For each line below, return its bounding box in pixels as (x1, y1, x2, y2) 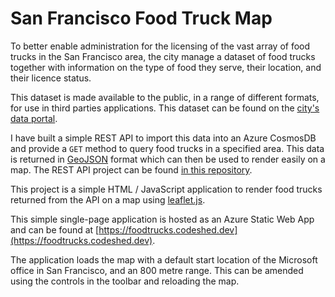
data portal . (10, 112, 58, 124)
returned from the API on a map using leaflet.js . (10, 193, 206, 206)
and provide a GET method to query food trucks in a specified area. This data (10, 142, 325, 154)
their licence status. (10, 72, 92, 84)
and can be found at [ (10, 223, 100, 236)
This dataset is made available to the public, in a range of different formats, (10, 91, 320, 103)
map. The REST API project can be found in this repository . (10, 163, 253, 176)
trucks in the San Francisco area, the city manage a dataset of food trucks (10, 50, 316, 62)
